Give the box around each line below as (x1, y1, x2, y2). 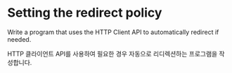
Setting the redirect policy (7, 5, 162, 21)
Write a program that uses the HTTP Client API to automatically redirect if (7, 28, 219, 36)
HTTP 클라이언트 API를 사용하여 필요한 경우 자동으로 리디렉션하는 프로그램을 (7, 49, 218, 58)
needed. (7, 35, 32, 43)
